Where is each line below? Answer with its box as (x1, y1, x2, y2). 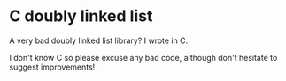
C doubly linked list (9, 6, 153, 26)
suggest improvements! (9, 62, 96, 72)
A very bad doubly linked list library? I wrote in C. (9, 35, 189, 46)
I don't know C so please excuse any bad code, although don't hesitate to (9, 52, 278, 63)
